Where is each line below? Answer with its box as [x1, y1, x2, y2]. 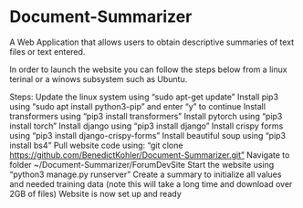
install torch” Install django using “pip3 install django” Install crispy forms [9, 120, 284, 131]
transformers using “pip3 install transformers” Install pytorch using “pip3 [9, 110, 283, 121]
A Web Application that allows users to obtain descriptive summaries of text [9, 36, 295, 47]
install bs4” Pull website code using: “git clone [9, 140, 183, 151]
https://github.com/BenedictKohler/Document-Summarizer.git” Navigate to [9, 149, 290, 161]
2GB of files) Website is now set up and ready [9, 188, 183, 199]
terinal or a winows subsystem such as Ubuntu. [9, 73, 188, 84]
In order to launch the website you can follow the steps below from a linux [9, 64, 287, 75]
